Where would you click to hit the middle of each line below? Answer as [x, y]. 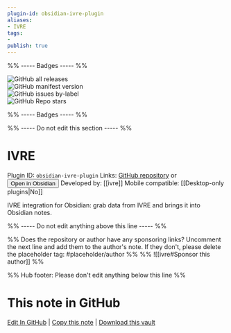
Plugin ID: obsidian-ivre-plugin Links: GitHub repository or [92, 175]
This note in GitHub [64, 303]
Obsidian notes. [29, 212]
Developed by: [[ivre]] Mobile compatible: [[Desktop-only [142, 183]
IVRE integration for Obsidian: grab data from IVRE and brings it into [104, 205]
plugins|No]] [25, 191]
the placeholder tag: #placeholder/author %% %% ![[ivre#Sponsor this [109, 254]
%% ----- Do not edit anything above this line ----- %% [87, 225]
